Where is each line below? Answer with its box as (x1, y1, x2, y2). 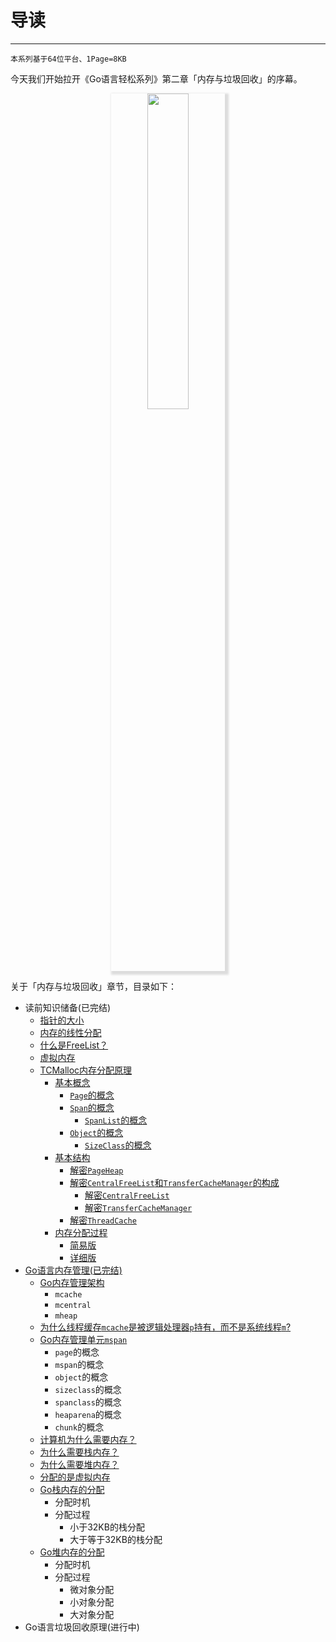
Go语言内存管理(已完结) (24, 1264, 123, 1276)
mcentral (54, 1300, 92, 1310)
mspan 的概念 (54, 1358, 105, 1370)
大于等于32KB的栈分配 (69, 1533, 163, 1545)
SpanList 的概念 (84, 1114, 148, 1126)
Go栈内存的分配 (39, 1483, 105, 1495)
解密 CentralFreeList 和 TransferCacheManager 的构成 (69, 1176, 280, 1188)
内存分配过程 (54, 1226, 108, 1238)
